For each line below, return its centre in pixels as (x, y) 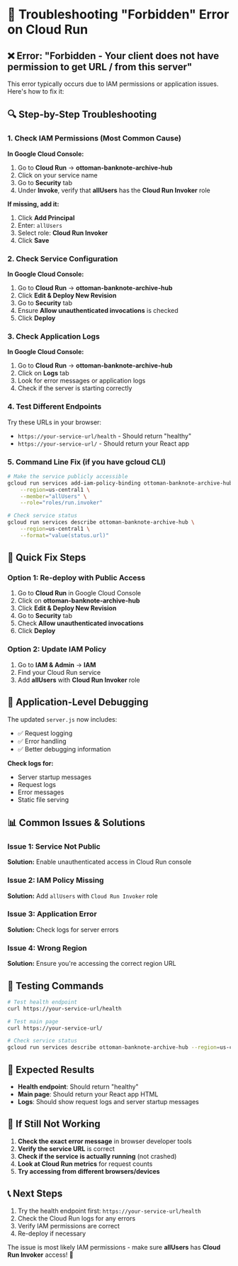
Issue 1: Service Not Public (54, 846)
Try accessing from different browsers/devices (89, 1171)
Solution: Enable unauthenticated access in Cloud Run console (100, 862)
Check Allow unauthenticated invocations (80, 623)
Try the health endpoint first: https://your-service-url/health (109, 1211)
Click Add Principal (46, 218)
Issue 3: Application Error (52, 914)
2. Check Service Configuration (63, 258)
